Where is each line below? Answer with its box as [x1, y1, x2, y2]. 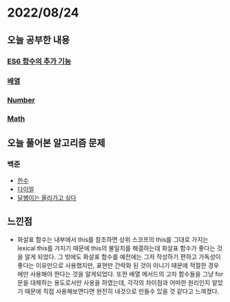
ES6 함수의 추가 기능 [7, 57, 72, 66]
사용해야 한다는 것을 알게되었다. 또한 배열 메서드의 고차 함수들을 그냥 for [30, 270, 224, 278]
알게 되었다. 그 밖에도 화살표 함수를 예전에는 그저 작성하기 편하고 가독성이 [24, 252, 222, 261]
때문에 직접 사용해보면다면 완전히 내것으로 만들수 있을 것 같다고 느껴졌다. [24, 287, 220, 295]
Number [7, 95, 36, 105]
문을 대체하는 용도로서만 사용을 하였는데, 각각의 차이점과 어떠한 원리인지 [17, 278, 211, 287]
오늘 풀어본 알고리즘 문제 [7, 137, 105, 149]
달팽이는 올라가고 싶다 [17, 193, 77, 201]
